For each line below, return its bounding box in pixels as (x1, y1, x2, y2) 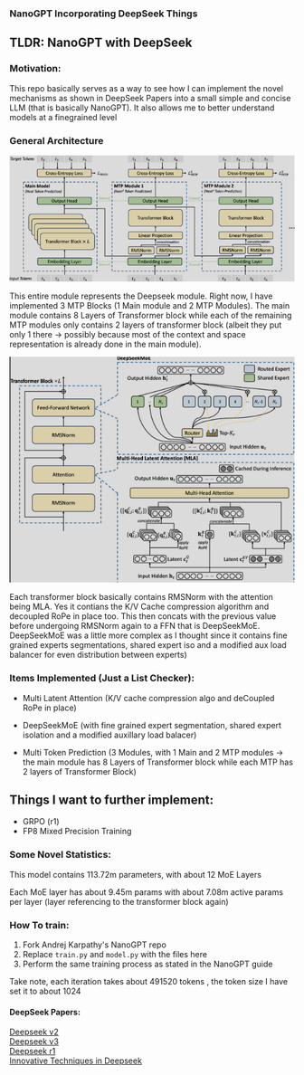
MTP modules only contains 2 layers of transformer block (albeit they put (9, 319, 282, 330)
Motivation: (9, 62, 62, 75)
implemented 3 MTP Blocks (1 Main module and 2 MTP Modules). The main (9, 300, 290, 311)
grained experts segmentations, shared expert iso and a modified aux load (9, 640, 287, 651)
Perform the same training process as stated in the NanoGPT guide (22, 958, 273, 970)
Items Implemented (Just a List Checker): (9, 672, 195, 685)
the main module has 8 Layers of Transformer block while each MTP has (22, 756, 294, 767)
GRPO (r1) (22, 816, 61, 827)
